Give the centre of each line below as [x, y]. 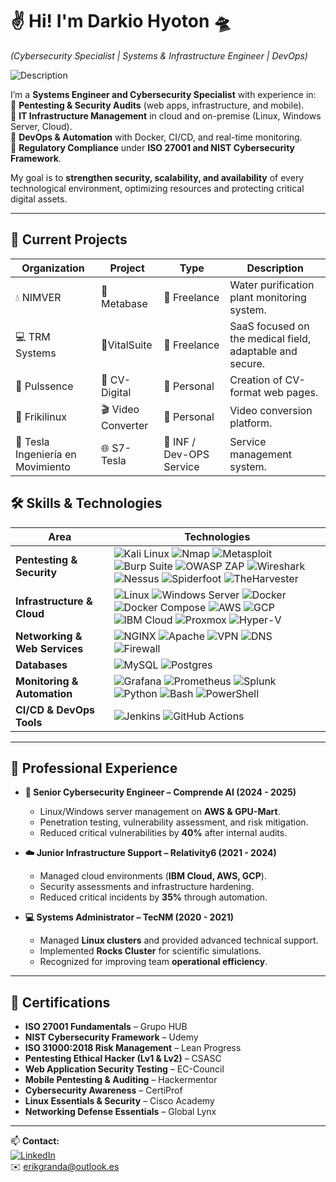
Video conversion [271, 411]
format [245, 392]
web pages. [291, 392]
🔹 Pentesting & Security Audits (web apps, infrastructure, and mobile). [157, 105]
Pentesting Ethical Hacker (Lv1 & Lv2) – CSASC [123, 1059]
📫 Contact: [35, 1141]
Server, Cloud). [41, 126]
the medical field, [270, 338]
